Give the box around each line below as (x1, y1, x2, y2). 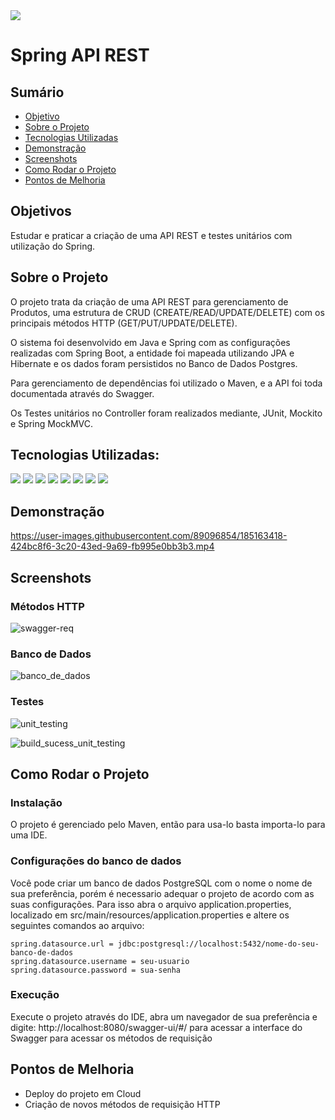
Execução (10, 988, 60, 1002)
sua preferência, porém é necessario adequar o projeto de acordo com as (10, 887, 315, 899)
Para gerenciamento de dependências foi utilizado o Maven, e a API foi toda (10, 377, 323, 389)
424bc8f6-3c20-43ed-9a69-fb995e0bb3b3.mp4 (10, 540, 215, 553)
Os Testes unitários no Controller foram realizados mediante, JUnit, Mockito (10, 407, 323, 419)
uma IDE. (10, 829, 48, 841)
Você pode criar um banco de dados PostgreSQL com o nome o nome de (10, 877, 313, 889)
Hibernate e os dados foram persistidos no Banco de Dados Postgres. (10, 357, 298, 369)
